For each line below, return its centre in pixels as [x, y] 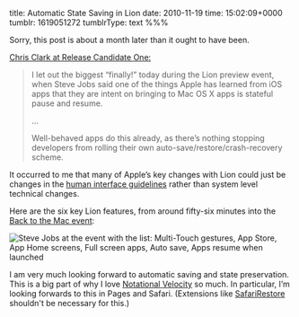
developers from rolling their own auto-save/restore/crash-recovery [157, 148]
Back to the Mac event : [52, 220]
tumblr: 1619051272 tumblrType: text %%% [89, 22]
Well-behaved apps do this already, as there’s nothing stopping [148, 138]
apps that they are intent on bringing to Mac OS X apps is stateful [152, 94]
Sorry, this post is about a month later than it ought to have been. [129, 40]
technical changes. [44, 194]
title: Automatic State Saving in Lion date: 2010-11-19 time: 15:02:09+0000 [146, 13]
